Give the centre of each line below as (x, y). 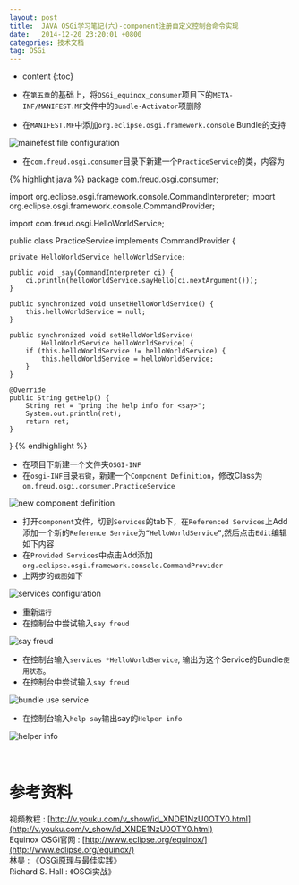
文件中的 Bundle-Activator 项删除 (142, 106)
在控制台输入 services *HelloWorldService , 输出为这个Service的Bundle (153, 659)
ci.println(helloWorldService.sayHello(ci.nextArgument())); (141, 281)
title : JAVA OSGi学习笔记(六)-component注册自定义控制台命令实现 (124, 26)
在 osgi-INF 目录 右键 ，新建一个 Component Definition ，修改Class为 (142, 476)
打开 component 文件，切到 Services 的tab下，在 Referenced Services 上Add (155, 522)
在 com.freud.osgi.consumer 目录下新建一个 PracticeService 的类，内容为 (153, 161)
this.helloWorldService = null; (85, 312)
